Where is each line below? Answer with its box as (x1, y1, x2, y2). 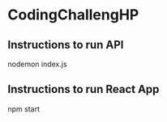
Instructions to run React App (7, 82, 160, 96)
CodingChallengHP (7, 6, 139, 24)
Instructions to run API (7, 38, 124, 52)
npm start (7, 103, 41, 114)
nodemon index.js (7, 59, 67, 69)
